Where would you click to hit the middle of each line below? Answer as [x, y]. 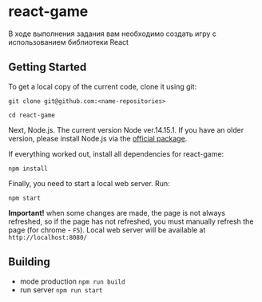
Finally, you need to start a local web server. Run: [89, 183]
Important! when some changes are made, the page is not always [117, 213]
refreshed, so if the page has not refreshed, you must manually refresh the [131, 221]
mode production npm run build [72, 281]
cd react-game [32, 115]
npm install [28, 169]
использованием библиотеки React [69, 42]
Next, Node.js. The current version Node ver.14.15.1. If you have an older [126, 129]
